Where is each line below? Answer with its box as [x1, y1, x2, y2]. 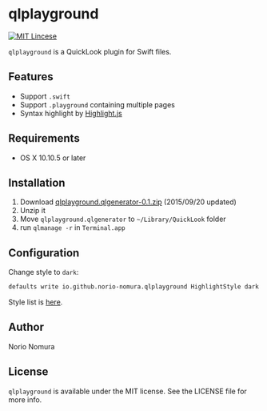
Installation [8, 175, 66, 189]
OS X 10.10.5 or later [19, 153, 86, 163]
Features [8, 70, 54, 84]
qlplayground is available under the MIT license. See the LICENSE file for [8, 386, 248, 396]
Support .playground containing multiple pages [19, 99, 176, 109]
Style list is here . [8, 297, 63, 307]
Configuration [8, 246, 80, 260]
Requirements [8, 131, 80, 145]
